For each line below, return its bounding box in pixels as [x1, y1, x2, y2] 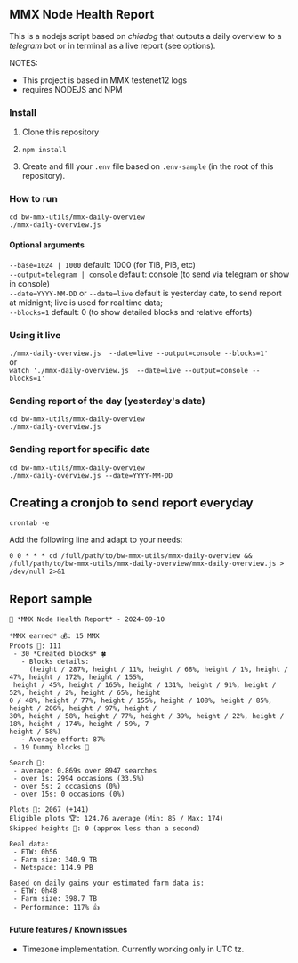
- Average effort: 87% [20, 735, 105, 744]
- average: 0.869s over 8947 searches [12, 766, 157, 775]
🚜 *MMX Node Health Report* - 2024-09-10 [9, 615, 165, 624]
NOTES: [9, 57, 38, 68]
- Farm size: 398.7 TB [12, 894, 98, 903]
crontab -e [9, 519, 50, 528]
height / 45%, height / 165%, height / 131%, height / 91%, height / [12, 681, 277, 690]
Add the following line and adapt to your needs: [9, 534, 183, 546]
